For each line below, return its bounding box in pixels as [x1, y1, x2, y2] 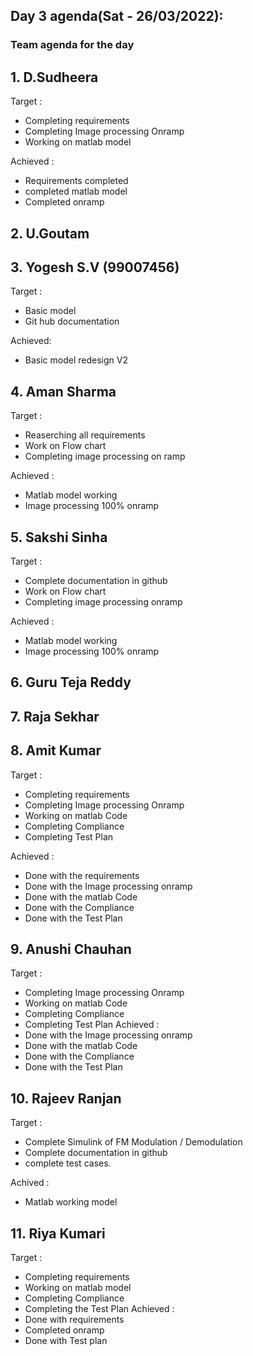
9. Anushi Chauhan [10, 940, 132, 958]
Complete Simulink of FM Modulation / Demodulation [24, 1136, 243, 1148]
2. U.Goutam [10, 225, 90, 242]
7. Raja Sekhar [10, 708, 100, 725]
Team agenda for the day [10, 38, 135, 52]
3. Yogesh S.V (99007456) [10, 259, 180, 276]
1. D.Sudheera [10, 69, 99, 86]
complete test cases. [24, 1157, 112, 1169]
